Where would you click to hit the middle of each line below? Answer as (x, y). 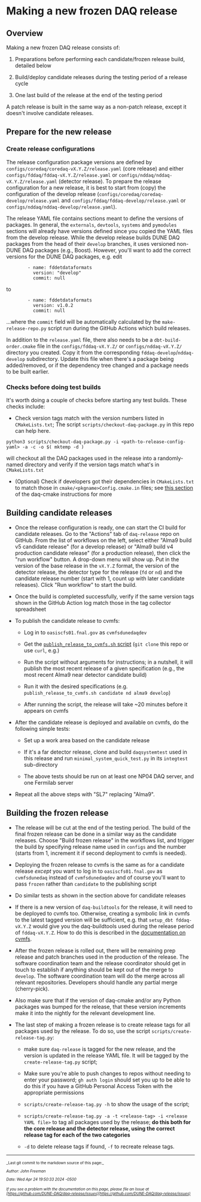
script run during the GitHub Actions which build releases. (119, 328)
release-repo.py (26, 329)
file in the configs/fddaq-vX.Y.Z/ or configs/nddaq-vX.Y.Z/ (109, 346)
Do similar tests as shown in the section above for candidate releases (100, 895)
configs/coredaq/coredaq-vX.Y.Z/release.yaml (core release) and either (95, 168)
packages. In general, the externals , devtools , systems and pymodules (92, 225)
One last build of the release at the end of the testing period (89, 95)
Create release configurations (51, 149)
